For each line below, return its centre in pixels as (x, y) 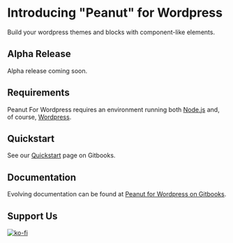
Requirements (38, 93)
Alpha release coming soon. (47, 70)
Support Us (32, 216)
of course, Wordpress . (39, 117)
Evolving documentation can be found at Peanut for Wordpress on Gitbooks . (117, 194)
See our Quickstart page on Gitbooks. (61, 155)
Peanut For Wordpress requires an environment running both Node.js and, (113, 109)
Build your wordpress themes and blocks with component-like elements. (111, 32)
